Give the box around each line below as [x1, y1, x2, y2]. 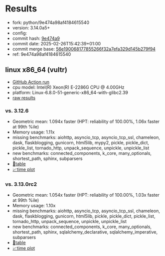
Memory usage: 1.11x [12, 129, 55, 135]
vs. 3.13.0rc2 [5, 180, 37, 187]
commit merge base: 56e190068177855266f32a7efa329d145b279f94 [12, 46, 156, 52]
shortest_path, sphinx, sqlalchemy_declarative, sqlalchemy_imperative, [12, 229, 158, 235]
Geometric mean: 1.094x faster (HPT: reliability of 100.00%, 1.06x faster [12, 119, 160, 125]
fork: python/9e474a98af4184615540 [12, 19, 90, 25]
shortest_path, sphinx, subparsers [12, 155, 83, 162]
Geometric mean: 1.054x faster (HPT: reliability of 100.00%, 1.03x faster [12, 192, 160, 198]
